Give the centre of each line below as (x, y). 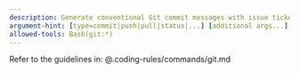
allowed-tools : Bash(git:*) (61, 34)
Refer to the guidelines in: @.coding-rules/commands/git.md (120, 60)
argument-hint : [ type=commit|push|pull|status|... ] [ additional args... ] (149, 26)
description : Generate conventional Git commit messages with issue (139, 17)
